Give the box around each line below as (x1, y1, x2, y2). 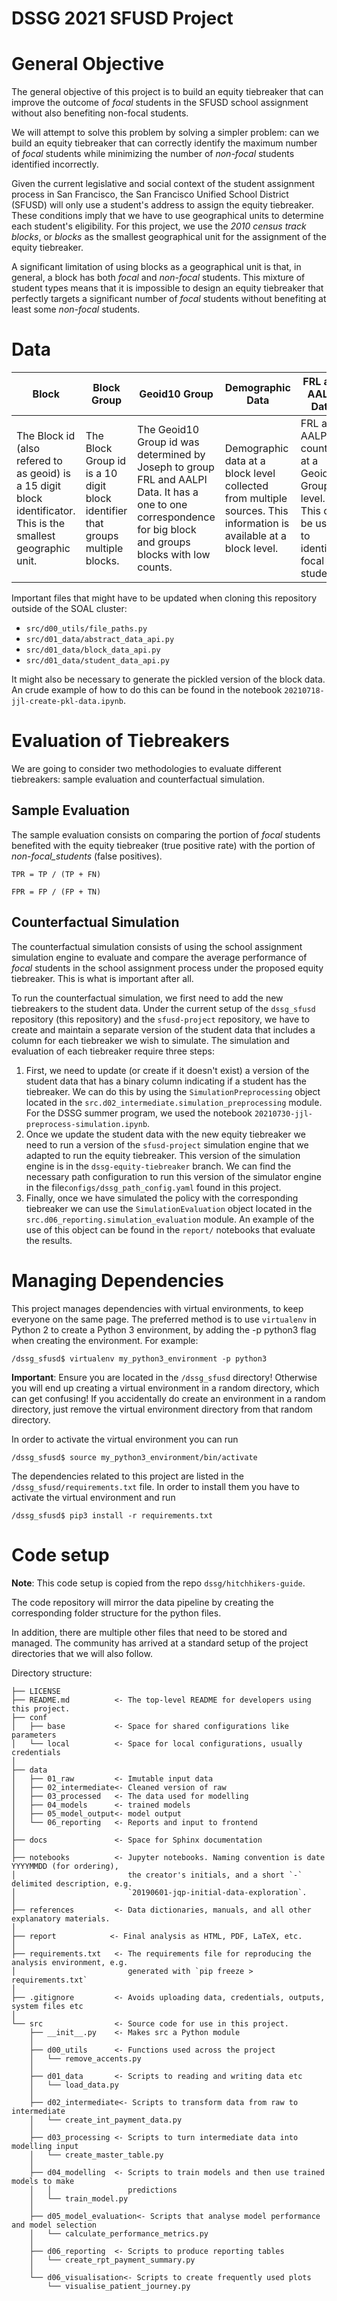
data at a (224, 454, 266, 468)
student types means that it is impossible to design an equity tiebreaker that (11, 282, 324, 294)
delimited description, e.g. (11, 1878, 133, 1889)
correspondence (137, 510, 216, 524)
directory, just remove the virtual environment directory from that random (11, 1403, 313, 1415)
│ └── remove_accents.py (29, 2053, 142, 2064)
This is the (16, 517, 66, 531)
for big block (137, 523, 197, 537)
